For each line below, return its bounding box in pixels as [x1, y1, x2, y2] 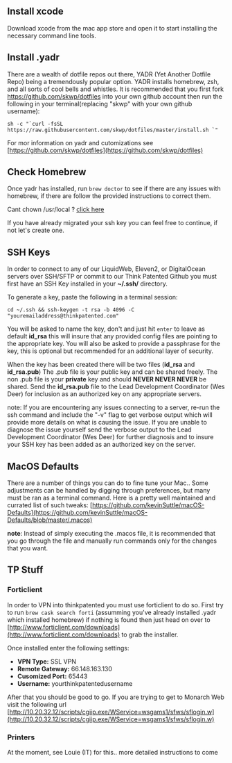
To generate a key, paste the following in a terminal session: [7, 293, 178, 302]
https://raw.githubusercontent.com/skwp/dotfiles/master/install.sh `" [7, 126, 218, 133]
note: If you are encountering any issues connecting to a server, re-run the [7, 403, 220, 412]
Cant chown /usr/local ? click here [7, 205, 105, 214]
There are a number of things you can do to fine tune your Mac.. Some [7, 479, 209, 487]
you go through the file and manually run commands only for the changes [7, 536, 217, 545]
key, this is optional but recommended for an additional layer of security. [7, 347, 213, 355]
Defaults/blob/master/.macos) [7, 516, 93, 524]
